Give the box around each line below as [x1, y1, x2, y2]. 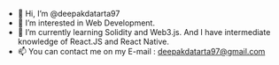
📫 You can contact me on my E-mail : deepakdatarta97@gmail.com [17, 47, 266, 56]
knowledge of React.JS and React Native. [17, 36, 170, 47]
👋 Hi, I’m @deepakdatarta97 [17, 9, 120, 18]
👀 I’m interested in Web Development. [17, 18, 155, 28]
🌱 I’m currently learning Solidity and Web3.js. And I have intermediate [17, 27, 271, 37]
